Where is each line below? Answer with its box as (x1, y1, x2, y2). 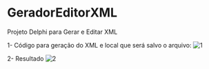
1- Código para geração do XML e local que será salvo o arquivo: (7, 41, 192, 49)
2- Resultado (7, 54, 44, 63)
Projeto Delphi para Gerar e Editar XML (7, 28, 118, 36)
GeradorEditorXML (7, 5, 118, 21)
